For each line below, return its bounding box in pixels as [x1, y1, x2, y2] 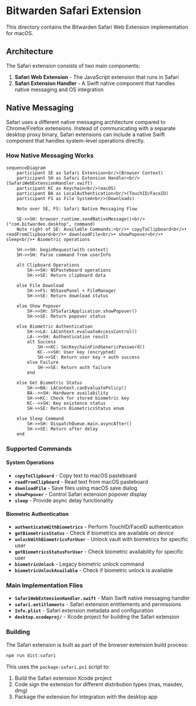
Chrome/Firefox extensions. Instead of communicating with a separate [6, 125, 176, 132]
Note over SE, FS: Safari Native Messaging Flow [16, 206, 137, 212]
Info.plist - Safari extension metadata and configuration [14, 607, 154, 614]
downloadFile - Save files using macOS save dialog [14, 484, 137, 491]
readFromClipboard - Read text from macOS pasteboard [14, 478, 148, 485]
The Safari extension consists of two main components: [6, 62, 140, 69]
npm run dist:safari [6, 652, 57, 659]
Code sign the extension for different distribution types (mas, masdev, [14, 680, 184, 688]
